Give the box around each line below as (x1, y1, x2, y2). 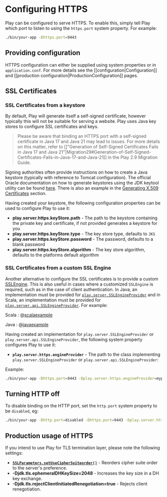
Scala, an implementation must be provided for (5, 297, 101, 303)
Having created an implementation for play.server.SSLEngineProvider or (5, 331, 154, 337)
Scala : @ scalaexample (5, 312, 53, 318)
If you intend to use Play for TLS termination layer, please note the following (5, 444, 160, 451)
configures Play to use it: (5, 342, 56, 348)
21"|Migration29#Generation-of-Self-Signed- (59, 149, 152, 155)
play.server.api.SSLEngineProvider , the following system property (5, 336, 143, 342)
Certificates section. (5, 191, 47, 197)
